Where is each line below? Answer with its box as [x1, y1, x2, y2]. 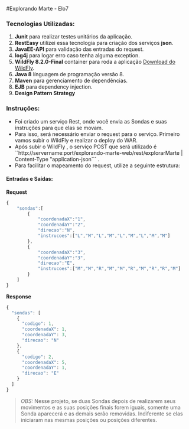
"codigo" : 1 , [21, 321, 54, 327]
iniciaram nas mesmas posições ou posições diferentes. [20, 416, 158, 423]
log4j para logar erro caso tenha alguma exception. [14, 52, 140, 59]
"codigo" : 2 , [21, 354, 54, 360]
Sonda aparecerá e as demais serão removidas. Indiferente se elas [20, 410, 183, 417]
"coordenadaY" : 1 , [21, 365, 67, 371]
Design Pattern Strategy [14, 90, 76, 97]
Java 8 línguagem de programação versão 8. [14, 71, 125, 78]
